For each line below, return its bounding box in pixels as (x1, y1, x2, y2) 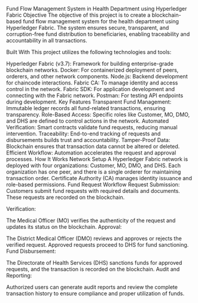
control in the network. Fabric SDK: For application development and (6, 86, 175, 92)
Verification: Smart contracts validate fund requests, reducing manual (6, 124, 178, 131)
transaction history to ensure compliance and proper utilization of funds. (6, 290, 185, 297)
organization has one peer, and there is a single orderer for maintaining (6, 168, 181, 175)
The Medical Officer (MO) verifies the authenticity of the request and (6, 217, 176, 224)
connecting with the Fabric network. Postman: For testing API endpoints (6, 92, 184, 99)
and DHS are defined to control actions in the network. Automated (6, 117, 169, 125)
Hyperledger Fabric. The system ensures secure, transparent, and (6, 24, 169, 31)
